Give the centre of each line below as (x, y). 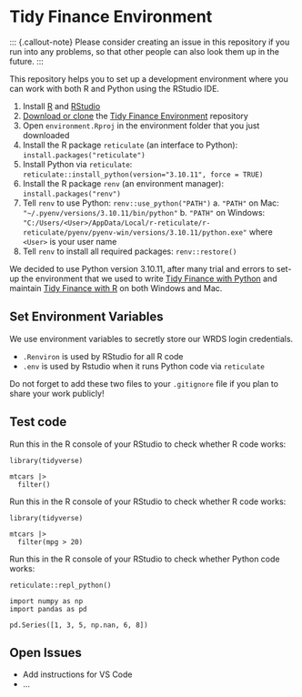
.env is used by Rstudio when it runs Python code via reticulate (144, 366)
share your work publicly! (57, 393)
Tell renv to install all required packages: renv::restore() (130, 251)
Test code (38, 422)
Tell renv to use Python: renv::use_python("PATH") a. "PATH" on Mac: (151, 203)
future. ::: (26, 61)
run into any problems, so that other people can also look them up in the (145, 51)
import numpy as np (46, 601)
